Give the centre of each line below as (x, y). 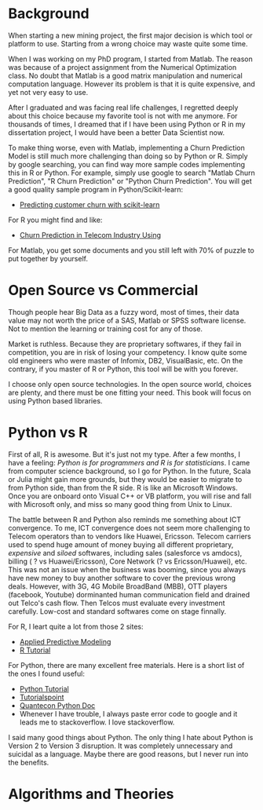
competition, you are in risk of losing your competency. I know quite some (128, 352)
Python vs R (48, 433)
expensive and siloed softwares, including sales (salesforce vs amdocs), (125, 553)
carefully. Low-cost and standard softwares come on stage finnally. (117, 611)
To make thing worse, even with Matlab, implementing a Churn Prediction (126, 148)
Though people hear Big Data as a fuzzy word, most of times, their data (124, 312)
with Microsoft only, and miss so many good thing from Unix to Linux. (120, 504)
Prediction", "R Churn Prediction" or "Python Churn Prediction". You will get (130, 181)
